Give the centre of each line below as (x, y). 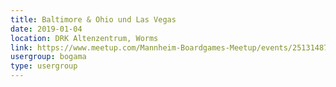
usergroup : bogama (48, 57)
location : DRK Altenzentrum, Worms (84, 38)
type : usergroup (44, 66)
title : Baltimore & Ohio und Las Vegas (93, 19)
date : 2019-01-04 (46, 29)
